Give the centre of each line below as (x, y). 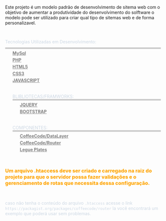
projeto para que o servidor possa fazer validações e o (71, 177)
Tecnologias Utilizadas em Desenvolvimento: (51, 42)
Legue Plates (33, 150)
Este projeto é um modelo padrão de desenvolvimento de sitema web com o (83, 7)
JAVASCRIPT (26, 80)
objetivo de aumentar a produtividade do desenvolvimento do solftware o (80, 12)
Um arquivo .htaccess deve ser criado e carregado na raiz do (79, 171)
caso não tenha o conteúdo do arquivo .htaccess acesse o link (69, 203)
